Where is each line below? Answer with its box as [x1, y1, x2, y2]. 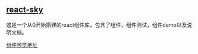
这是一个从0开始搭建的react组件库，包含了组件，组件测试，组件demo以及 [6, 21, 187, 28]
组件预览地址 [6, 41, 37, 48]
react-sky [6, 5, 43, 15]
